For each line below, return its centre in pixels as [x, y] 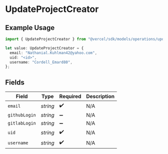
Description [100, 96]
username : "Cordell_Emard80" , [41, 62]
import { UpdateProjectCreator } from [45, 39]
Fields [15, 82]
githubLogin [22, 115]
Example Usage [30, 28]
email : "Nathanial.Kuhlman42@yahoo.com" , [53, 53]
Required [70, 96]
